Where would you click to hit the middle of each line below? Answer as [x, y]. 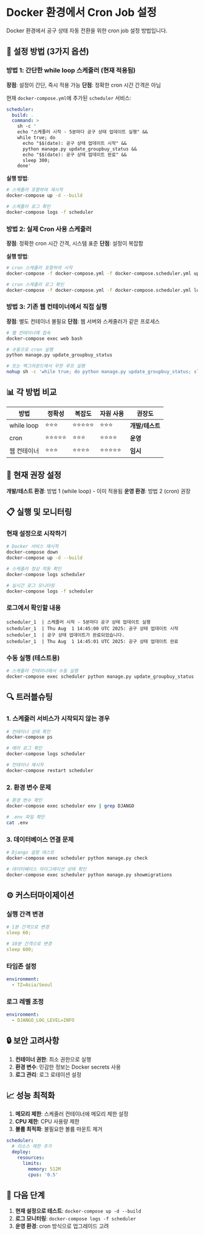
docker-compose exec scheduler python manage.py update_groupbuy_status [100, 677]
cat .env [17, 823]
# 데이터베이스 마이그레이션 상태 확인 [46, 869]
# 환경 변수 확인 [24, 800]
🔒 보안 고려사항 [33, 1041]
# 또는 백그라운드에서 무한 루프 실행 [46, 366]
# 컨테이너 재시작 [25, 765]
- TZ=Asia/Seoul [32, 985]
